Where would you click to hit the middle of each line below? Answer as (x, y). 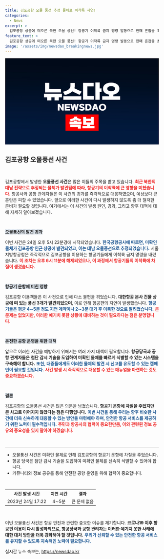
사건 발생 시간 (27, 494)
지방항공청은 (17, 255)
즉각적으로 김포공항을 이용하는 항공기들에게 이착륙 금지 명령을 (89, 255)
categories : (17, 15)
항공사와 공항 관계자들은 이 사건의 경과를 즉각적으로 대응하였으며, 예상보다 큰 (84, 194)
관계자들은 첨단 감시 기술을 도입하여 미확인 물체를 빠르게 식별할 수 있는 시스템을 (84, 358)
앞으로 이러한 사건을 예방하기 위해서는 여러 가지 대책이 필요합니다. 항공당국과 (78, 352)
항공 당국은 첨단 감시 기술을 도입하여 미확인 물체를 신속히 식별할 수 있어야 (82, 461)
